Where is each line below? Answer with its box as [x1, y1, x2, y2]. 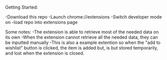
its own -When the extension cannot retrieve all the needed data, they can [5, 34, 158, 40]
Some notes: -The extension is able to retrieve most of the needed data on [5, 29, 159, 34]
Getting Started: [5, 4, 39, 10]
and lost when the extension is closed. [5, 50, 85, 56]
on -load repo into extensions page [5, 19, 78, 25]
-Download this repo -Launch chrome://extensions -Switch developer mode [5, 14, 162, 19]
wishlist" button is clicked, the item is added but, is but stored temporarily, [5, 45, 158, 50]
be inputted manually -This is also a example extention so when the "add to [5, 39, 160, 45]
